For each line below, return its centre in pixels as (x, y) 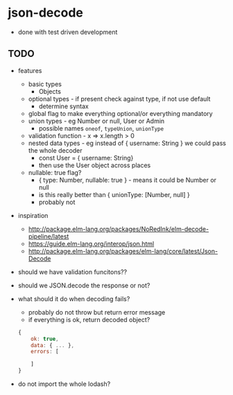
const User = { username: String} (86, 158)
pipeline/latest (49, 236)
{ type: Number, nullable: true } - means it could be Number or (128, 180)
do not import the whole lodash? (64, 384)
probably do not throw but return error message (97, 312)
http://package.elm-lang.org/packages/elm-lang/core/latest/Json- (123, 251)
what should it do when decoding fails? (74, 299)
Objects (50, 91)
